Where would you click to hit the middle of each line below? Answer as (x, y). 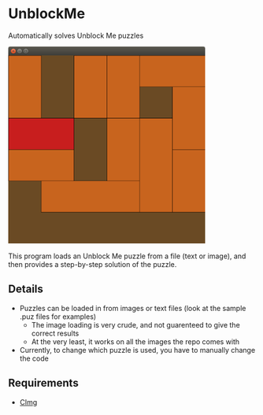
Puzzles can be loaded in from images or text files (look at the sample (133, 308)
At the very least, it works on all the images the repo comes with (135, 341)
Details (26, 289)
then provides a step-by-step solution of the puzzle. (93, 264)
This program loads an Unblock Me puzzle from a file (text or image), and (127, 256)
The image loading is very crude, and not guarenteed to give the (135, 324)
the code (34, 358)
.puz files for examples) (58, 317)
